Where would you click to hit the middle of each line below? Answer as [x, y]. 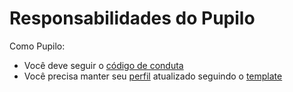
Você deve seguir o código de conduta [103, 65]
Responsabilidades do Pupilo [132, 18]
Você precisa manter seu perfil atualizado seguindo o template [153, 76]
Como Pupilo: [37, 46]
